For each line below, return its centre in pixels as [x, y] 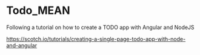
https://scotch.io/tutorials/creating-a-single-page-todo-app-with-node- [96, 39]
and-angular [22, 45]
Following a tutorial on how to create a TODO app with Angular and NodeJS [101, 27]
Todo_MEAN [38, 11]
